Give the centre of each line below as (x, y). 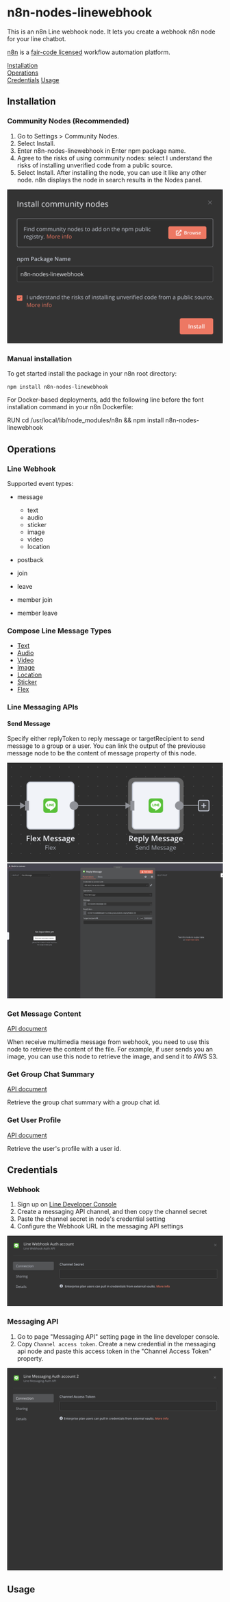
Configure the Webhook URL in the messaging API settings (100, 1226)
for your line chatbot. (37, 38)
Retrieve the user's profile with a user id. (64, 1148)
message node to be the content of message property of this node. (102, 753)
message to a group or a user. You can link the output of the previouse (106, 746)
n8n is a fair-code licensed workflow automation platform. (89, 52)
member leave (37, 613)
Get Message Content (44, 1014)
